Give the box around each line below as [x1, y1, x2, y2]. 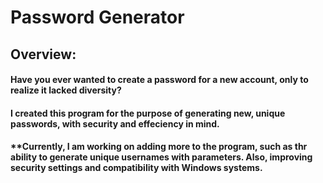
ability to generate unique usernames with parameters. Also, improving [10, 151, 313, 163]
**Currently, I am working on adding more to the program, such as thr [10, 141, 308, 153]
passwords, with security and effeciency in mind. [10, 117, 220, 130]
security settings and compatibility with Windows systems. [10, 162, 263, 174]
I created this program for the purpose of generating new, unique [10, 107, 286, 119]
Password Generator [10, 6, 185, 29]
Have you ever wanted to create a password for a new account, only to [10, 74, 309, 86]
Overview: [10, 46, 77, 63]
